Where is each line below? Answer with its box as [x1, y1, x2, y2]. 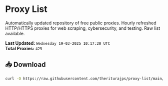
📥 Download [5, 61, 46, 69]
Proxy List [5, 3, 47, 15]
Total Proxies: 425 [5, 45, 42, 51]
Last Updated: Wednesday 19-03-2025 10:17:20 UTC [5, 40, 110, 46]
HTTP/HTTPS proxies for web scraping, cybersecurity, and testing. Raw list [5, 25, 160, 31]
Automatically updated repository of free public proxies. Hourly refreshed [5, 20, 156, 26]
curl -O [5, 76, 21, 81]
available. [5, 30, 25, 36]
